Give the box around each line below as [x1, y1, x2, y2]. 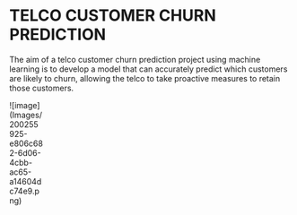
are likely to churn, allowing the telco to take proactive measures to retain [9, 73, 281, 83]
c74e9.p [9, 185, 40, 196]
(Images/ [9, 109, 43, 120]
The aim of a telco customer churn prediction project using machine [9, 54, 261, 64]
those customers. [9, 82, 74, 93]
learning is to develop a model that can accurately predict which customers [9, 64, 288, 74]
